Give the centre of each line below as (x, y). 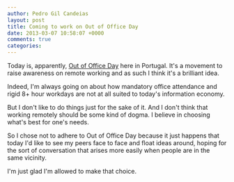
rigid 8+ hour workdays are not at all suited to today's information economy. (116, 94)
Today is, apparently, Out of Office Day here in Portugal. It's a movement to (115, 66)
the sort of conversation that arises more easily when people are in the (109, 150)
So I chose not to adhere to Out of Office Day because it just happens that (113, 135)
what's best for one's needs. (48, 122)
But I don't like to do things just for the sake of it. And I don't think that (108, 107)
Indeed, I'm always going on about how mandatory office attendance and (112, 86)
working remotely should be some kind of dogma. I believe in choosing (109, 115)
